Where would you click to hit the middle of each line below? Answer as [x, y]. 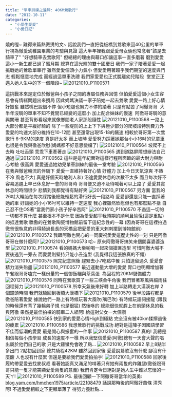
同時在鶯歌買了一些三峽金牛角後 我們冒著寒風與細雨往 [110, 280]
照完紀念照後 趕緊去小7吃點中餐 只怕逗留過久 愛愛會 [108, 261]
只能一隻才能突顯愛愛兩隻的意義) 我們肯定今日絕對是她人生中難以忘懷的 [85, 370]
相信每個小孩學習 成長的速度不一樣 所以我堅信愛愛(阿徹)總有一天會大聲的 [83, 338]
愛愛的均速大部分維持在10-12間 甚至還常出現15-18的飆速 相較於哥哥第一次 [83, 133]
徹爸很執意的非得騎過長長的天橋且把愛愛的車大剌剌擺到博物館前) [74, 229]
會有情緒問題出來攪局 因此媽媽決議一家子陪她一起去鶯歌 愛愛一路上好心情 [87, 100]
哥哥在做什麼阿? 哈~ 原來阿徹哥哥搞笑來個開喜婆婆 [83, 241]
